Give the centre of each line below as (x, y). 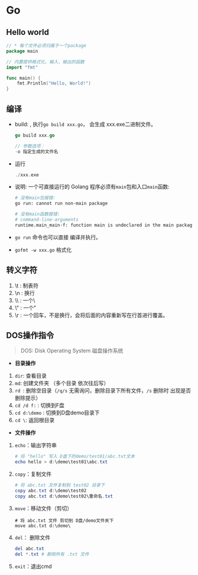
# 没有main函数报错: (37, 214)
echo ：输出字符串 (36, 445)
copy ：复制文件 (33, 474)
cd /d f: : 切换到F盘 (40, 405)
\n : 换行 (25, 293)
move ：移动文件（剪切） (43, 508)
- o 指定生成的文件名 (36, 151)
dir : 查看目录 (31, 376)
